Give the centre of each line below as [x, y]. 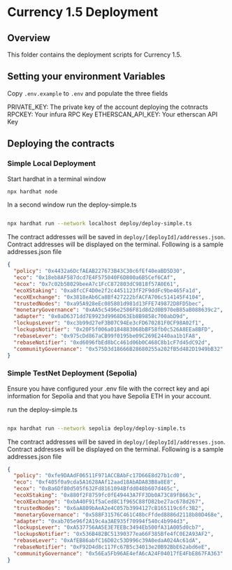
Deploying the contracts [61, 144]
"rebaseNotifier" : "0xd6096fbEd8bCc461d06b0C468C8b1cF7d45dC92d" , [112, 343]
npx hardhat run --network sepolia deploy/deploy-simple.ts [97, 428]
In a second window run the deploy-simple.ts [72, 205]
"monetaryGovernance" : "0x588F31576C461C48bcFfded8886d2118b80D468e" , [118, 515]
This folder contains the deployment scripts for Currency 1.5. [94, 54]
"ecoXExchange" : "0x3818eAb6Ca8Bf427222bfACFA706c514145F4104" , [109, 297]
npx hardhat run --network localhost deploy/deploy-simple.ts [100, 224]
